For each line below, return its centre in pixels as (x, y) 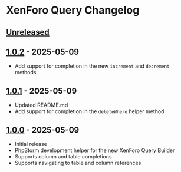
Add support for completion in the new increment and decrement (92, 66)
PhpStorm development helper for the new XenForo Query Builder (95, 150)
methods (25, 72)
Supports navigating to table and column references (78, 163)
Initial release (31, 144)
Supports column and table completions (63, 157)
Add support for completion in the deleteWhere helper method (89, 111)
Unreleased (28, 32)
